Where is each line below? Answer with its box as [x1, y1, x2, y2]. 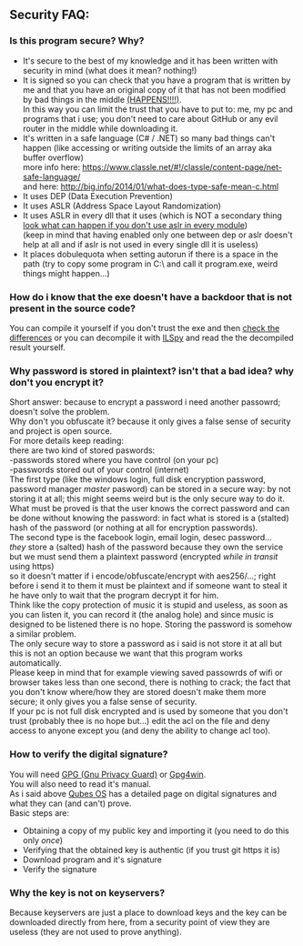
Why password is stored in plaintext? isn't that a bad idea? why [9, 364, 294, 377]
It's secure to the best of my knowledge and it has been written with [22, 55, 278, 66]
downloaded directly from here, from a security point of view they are [9, 916, 270, 927]
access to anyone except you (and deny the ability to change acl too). [9, 725, 271, 736]
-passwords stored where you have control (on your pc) [9, 455, 219, 466]
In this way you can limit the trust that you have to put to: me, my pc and [22, 104, 294, 115]
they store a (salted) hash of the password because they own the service [9, 541, 284, 553]
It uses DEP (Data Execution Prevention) [22, 190, 173, 201]
